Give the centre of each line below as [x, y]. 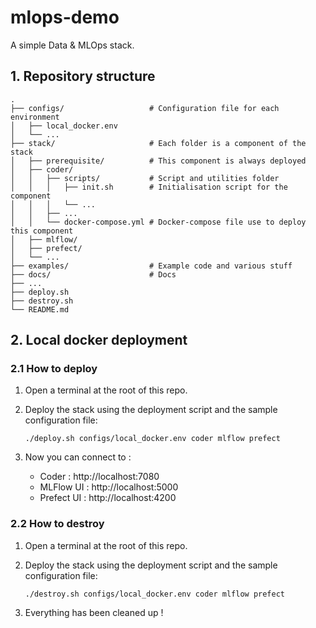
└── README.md [40, 309]
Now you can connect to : [78, 457]
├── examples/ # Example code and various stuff [151, 266]
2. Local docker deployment [99, 340]
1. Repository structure [83, 76]
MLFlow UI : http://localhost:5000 [109, 487]
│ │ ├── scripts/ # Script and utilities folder [145, 178]
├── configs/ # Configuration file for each [145, 108]
